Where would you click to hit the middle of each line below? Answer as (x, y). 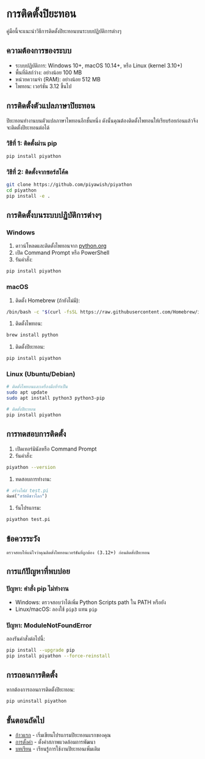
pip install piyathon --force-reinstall (59, 656)
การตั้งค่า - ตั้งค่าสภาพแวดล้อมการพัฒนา (55, 742)
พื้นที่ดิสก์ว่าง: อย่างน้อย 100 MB (49, 72)
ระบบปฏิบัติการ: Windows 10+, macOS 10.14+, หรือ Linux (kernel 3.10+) (99, 65)
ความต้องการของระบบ (39, 50)
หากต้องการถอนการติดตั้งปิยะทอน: (41, 690)
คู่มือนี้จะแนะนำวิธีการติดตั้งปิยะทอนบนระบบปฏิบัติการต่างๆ (64, 31)
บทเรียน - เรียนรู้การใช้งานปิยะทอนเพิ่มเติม (58, 749)
